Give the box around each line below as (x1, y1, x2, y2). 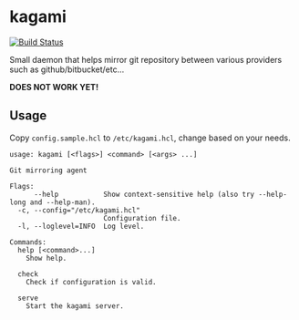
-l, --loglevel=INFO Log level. (17, 222, 145, 231)
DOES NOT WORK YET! (9, 81, 98, 92)
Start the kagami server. (26, 301, 125, 311)
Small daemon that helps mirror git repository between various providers (9, 54, 283, 65)
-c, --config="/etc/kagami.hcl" (17, 205, 141, 215)
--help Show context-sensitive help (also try (33, 190, 255, 199)
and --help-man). (29, 198, 96, 207)
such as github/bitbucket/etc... (9, 64, 125, 75)
